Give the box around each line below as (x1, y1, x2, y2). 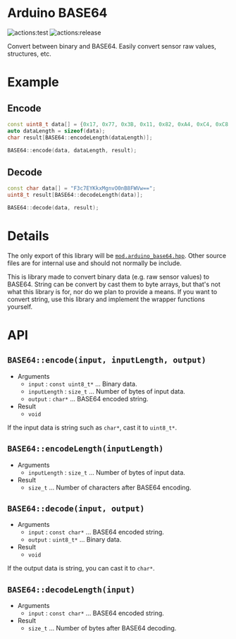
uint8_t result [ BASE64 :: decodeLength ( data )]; (7, 192, 143, 199)
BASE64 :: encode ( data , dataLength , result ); (7, 147, 137, 154)
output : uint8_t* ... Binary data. (27, 535, 122, 544)
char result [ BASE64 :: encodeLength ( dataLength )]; (7, 134, 153, 141)
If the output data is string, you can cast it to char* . (7, 564, 155, 573)
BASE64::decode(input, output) (7, 504, 145, 514)
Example (7, 74, 59, 90)
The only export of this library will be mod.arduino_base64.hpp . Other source (7, 251, 227, 260)
